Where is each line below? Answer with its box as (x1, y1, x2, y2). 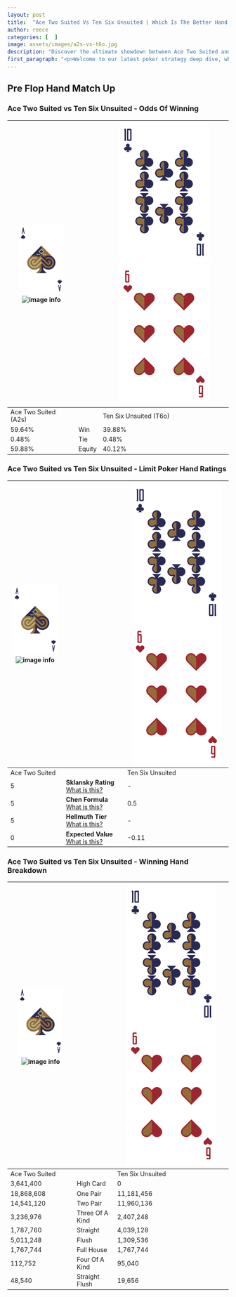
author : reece (7, 26, 49, 33)
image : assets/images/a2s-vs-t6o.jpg (7, 41, 118, 48)
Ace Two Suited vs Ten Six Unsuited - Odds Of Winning (7, 104, 199, 114)
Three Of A (77, 1209, 109, 1218)
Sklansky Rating (65, 778, 114, 786)
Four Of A (77, 1256, 105, 1264)
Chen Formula (65, 796, 109, 804)
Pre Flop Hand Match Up (7, 83, 116, 95)
